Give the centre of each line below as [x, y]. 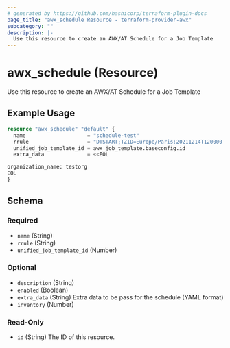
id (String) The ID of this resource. [66, 337]
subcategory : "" [30, 26]
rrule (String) [36, 243]
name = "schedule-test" [76, 135]
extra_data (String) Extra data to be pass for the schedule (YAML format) [120, 297]
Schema [25, 201]
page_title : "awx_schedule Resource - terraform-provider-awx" [100, 20]
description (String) [45, 282]
